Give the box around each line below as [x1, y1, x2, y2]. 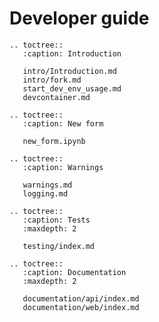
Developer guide [9, 7, 150, 30]
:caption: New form [22, 118, 104, 129]
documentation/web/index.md [22, 302, 140, 312]
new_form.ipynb [22, 136, 86, 146]
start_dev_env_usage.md [22, 83, 122, 94]
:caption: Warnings [22, 162, 104, 172]
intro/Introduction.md [22, 66, 117, 76]
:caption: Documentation [22, 267, 127, 277]
